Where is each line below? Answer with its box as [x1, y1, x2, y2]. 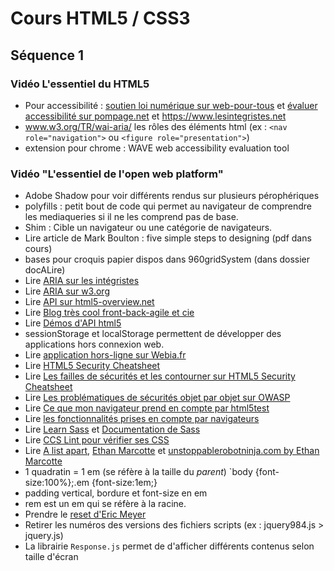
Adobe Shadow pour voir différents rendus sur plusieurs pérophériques [24, 190, 320, 202]
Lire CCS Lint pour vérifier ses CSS [24, 434, 170, 446]
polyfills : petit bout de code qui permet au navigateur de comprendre [24, 200, 312, 212]
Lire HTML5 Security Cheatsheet [24, 360, 161, 372]
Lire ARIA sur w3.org [24, 285, 110, 297]
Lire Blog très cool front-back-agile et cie [24, 307, 195, 319]
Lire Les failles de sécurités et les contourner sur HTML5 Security [24, 370, 296, 382]
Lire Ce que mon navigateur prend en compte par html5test [24, 402, 270, 414]
